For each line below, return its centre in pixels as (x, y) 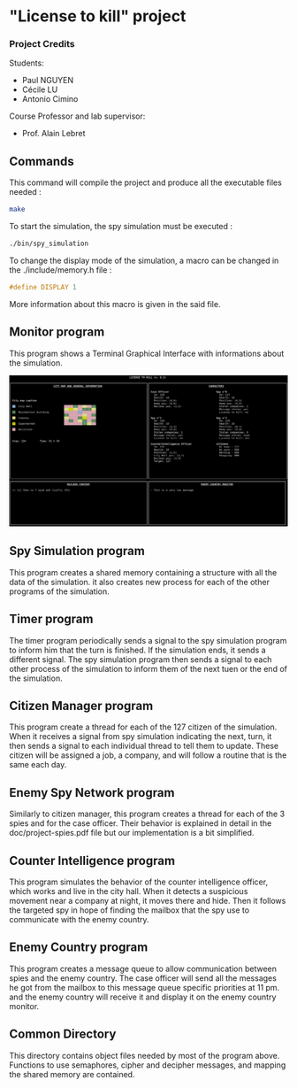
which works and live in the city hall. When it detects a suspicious (129, 891)
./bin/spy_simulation (49, 244)
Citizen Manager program (81, 706)
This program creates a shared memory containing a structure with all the (143, 572)
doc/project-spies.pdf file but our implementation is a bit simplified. (132, 833)
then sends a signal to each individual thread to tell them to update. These (144, 746)
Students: (27, 63)
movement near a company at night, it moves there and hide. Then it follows (148, 900)
